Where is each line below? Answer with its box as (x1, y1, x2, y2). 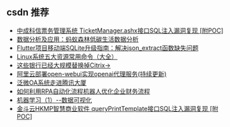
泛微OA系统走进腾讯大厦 (16, 78, 87, 87)
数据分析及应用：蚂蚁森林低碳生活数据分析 (16, 35, 139, 43)
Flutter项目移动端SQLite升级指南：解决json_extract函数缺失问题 (16, 44, 199, 52)
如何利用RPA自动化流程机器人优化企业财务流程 (16, 87, 151, 95)
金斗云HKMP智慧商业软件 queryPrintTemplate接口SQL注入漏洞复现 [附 (16, 104, 219, 112)
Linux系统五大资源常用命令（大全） (16, 52, 118, 60)
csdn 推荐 (6, 6, 49, 19)
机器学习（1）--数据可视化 (16, 96, 92, 104)
